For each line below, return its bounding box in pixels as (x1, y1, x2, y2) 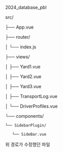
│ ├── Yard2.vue (5, 73, 42, 80)
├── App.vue (5, 24, 34, 30)
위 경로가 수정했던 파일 (5, 141, 50, 147)
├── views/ (5, 54, 30, 60)
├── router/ (5, 34, 30, 40)
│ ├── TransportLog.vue (5, 93, 57, 99)
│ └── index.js (5, 44, 37, 50)
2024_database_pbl (5, 5, 47, 10)
